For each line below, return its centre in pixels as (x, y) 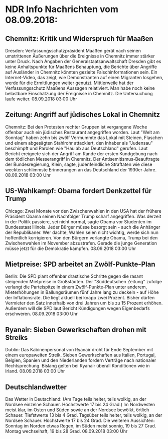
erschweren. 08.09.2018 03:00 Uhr (41, 314)
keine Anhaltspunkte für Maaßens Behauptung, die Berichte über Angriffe (81, 67)
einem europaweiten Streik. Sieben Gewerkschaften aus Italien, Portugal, (81, 355)
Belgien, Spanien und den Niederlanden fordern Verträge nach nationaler (81, 360)
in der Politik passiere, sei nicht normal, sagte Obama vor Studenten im (78, 222)
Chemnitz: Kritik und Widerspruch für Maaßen (79, 39)
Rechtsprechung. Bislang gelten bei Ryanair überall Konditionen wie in (77, 366)
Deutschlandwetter (36, 387)
